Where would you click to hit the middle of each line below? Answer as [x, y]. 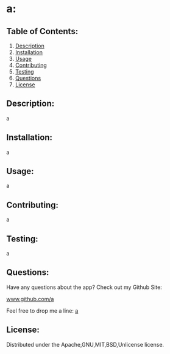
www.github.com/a [30, 299]
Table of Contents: [42, 31]
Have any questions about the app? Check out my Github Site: [84, 287]
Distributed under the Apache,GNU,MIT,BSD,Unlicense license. [85, 344]
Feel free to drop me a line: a [42, 311]
